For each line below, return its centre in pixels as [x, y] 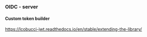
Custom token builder [28, 18]
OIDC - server [22, 7]
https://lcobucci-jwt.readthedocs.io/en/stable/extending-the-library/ [73, 29]
